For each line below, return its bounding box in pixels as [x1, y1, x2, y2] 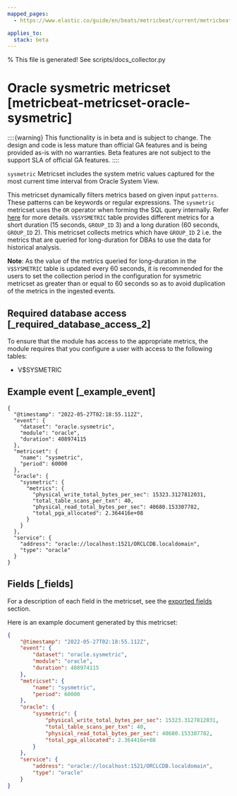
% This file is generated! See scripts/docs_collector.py [7, 56, 166, 64]
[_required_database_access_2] [7, 318, 151, 330]
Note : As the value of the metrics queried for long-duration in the [7, 257, 197, 265]
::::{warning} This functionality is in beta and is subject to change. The [7, 133, 212, 142]
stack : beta [13, 36, 49, 43]
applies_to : [7, 30, 42, 37]
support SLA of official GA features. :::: [7, 156, 120, 164]
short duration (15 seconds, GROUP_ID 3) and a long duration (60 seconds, [7, 221, 220, 229]
